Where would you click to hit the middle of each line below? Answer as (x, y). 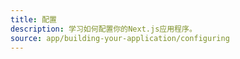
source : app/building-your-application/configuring (120, 38)
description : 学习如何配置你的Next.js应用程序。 (103, 29)
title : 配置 (33, 19)
